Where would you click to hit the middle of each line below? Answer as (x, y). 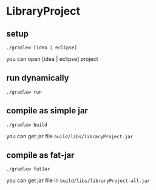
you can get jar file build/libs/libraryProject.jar (70, 136)
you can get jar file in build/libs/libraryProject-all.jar (78, 180)
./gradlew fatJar (28, 169)
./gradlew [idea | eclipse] (42, 47)
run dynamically (38, 78)
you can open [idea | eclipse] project (52, 59)
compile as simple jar (47, 111)
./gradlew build (27, 125)
